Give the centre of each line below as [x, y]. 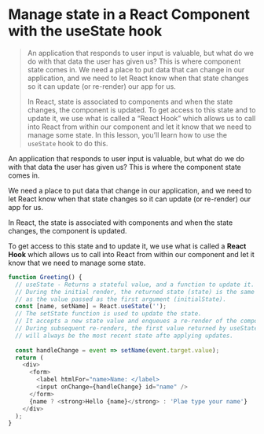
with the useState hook [85, 31]
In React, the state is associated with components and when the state [121, 223]
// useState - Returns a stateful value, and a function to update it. [135, 285]
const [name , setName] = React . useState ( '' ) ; [91, 307]
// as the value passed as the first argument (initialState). [121, 299]
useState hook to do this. [68, 143]
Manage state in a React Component [129, 15]
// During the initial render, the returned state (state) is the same [135, 292]
